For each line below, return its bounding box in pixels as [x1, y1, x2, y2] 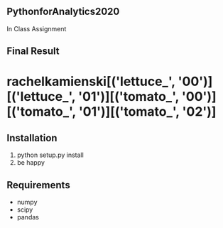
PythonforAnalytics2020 [6, 6, 120, 18]
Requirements [6, 179, 70, 191]
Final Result [6, 45, 60, 58]
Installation [6, 131, 58, 144]
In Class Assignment [6, 24, 67, 33]
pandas [16, 213, 40, 222]
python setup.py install [16, 151, 85, 159]
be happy [16, 158, 45, 167]
